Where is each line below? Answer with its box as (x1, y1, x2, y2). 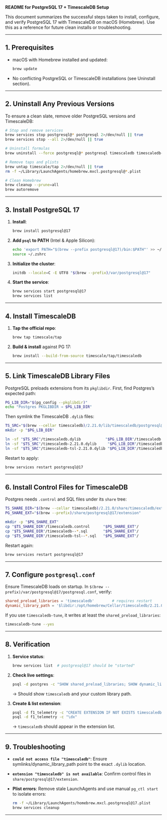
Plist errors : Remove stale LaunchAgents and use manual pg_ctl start (12, 786, 159, 792)
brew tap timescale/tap (12, 335, 62, 340)
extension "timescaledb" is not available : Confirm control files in (12, 771, 151, 777)
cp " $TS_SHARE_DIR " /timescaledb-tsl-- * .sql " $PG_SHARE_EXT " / (5, 533, 139, 538)
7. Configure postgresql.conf (5, 570, 95, 579)
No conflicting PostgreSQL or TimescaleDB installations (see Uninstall (12, 75, 156, 81)
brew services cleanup (12, 805, 60, 810)
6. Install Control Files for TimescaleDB (5, 483, 128, 492)
